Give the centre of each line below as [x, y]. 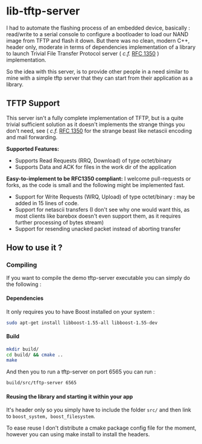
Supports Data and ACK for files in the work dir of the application [96, 166]
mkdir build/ [23, 349]
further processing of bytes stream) [59, 222]
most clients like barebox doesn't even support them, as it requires [98, 216]
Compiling [22, 265]
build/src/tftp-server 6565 [42, 383]
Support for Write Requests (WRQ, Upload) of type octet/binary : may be [105, 197]
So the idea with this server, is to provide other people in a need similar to [97, 71]
